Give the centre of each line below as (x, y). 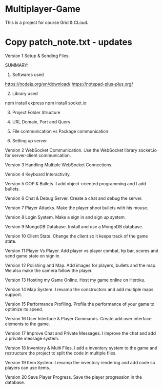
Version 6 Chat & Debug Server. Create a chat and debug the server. (74, 198)
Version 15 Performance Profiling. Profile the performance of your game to (80, 304)
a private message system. (32, 338)
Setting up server (30, 140)
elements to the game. (28, 324)
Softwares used (28, 75)
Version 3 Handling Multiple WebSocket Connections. (59, 165)
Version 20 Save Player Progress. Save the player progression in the (74, 377)
